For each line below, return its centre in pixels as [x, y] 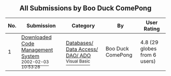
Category [83, 26]
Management [37, 50]
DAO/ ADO [78, 55]
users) [148, 61]
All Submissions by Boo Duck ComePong [85, 8]
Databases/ [80, 43]
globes [148, 48]
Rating [152, 29]
